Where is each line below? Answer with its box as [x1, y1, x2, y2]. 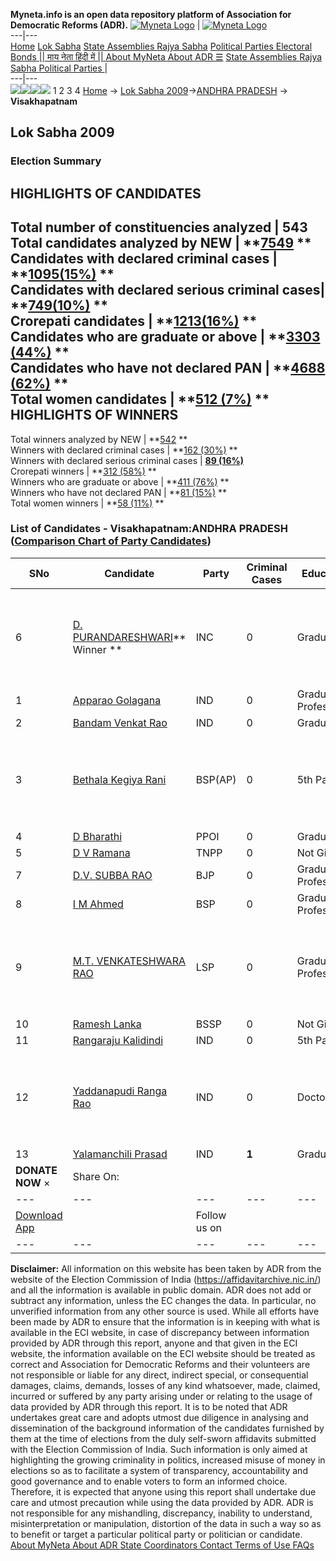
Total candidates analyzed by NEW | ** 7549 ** [10, 235, 312, 252]
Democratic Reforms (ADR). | [10, 19, 201, 31]
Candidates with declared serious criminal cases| [10, 282, 326, 299]
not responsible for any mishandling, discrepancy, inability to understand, [10, 1507, 313, 1519]
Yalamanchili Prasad [72, 1147, 168, 1161]
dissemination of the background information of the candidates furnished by [10, 1422, 325, 1434]
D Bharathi [72, 829, 123, 843]
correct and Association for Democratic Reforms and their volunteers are [10, 1358, 311, 1370]
